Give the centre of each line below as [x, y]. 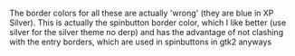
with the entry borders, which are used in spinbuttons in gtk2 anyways [141, 42]
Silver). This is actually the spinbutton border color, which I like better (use [148, 23]
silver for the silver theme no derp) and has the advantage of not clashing [146, 32]
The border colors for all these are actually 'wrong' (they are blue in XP [142, 13]
